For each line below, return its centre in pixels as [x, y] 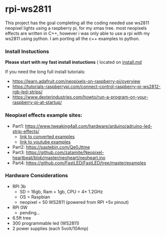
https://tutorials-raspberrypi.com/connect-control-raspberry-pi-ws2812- [86, 87]
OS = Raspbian [35, 197]
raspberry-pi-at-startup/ [37, 102]
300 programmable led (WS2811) [46, 223]
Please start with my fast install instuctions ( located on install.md [74, 62]
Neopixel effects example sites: [44, 115]
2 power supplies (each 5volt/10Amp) [50, 228]
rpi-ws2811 [28, 9]
